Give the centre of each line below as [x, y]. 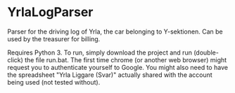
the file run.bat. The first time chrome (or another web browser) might [126, 59]
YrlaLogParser [50, 12]
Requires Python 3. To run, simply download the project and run [100, 52]
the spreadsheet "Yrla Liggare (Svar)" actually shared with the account [110, 75]
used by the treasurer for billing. [54, 38]
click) [15, 59]
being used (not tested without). [54, 82]
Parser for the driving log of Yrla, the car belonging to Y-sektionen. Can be [115, 31]
